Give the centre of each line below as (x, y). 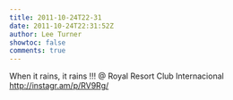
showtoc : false (38, 42)
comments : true (38, 51)
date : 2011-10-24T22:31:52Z (62, 26)
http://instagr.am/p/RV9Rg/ (59, 86)
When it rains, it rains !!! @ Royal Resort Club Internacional (116, 76)
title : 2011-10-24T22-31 (56, 17)
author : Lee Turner (46, 34)
